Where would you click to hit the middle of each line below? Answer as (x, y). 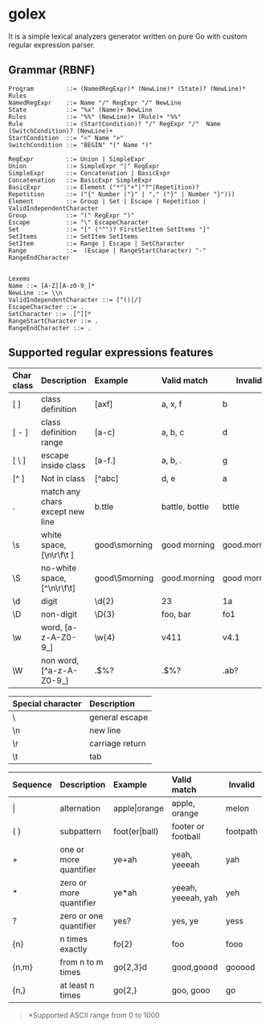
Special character (47, 703)
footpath (242, 831)
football (186, 836)
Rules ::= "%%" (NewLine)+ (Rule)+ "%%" (95, 117)
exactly (74, 948)
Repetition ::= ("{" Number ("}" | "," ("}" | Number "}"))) (122, 194)
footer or (188, 826)
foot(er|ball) (136, 831)
